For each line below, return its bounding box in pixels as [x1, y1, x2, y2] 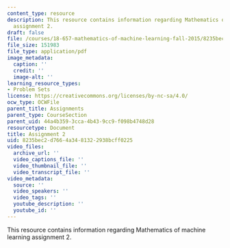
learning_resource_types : [7, 80, 81, 87]
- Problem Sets [7, 86, 51, 93]
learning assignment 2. [7, 233, 72, 241]
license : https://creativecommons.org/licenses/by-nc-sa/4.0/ [7, 93, 188, 100]
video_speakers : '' [13, 188, 69, 195]
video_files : [7, 143, 44, 150]
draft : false [7, 29, 44, 36]
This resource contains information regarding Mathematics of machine [7, 225, 206, 234]
